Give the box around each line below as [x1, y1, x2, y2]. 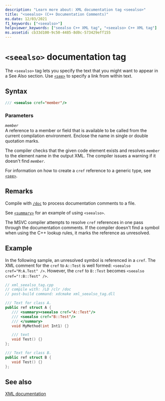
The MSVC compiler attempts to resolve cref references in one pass [5, 219, 143, 225]
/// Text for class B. [5, 351, 52, 356]
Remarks [5, 187, 33, 195]
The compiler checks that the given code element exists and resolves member [5, 147, 160, 153]
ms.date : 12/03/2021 [5, 16, 48, 21]
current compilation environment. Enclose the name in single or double [5, 133, 148, 139]
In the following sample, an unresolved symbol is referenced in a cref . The [5, 257, 156, 263]
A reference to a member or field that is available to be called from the [5, 127, 147, 133]
